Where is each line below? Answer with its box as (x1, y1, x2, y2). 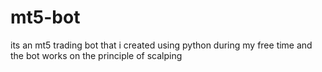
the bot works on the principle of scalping (10, 49, 183, 61)
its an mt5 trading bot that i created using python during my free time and (10, 39, 313, 51)
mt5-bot (10, 6, 81, 29)
